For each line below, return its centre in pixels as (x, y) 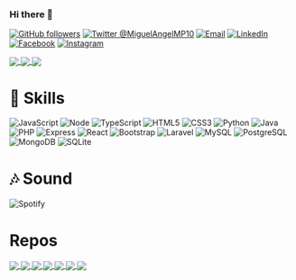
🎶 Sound (41, 178)
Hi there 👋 (32, 14)
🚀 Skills (37, 98)
